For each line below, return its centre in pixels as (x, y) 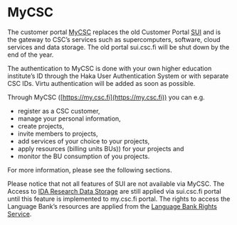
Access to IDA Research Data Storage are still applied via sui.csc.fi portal (115, 191)
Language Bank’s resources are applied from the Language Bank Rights (112, 206)
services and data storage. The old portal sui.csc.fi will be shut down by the (118, 47)
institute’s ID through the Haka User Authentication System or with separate (118, 76)
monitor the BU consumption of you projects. (84, 156)
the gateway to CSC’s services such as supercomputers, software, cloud (114, 39)
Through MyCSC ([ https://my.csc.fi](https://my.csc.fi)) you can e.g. (106, 97)
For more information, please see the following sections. (90, 170)
